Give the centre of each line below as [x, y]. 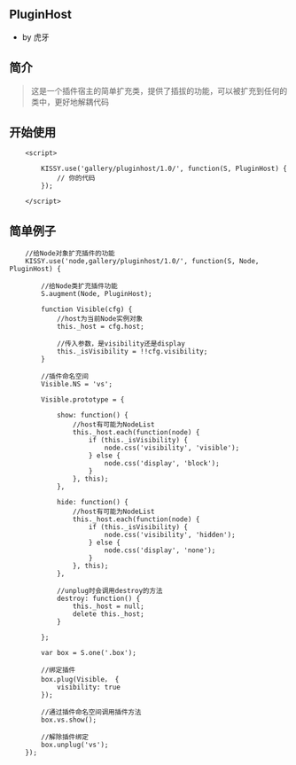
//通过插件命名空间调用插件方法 [91, 713]
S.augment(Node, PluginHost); [97, 294]
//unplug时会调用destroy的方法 [109, 591]
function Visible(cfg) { [87, 309]
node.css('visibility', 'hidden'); [170, 535]
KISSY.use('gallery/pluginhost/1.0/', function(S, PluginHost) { [164, 169]
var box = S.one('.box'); [89, 653]
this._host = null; [108, 606]
